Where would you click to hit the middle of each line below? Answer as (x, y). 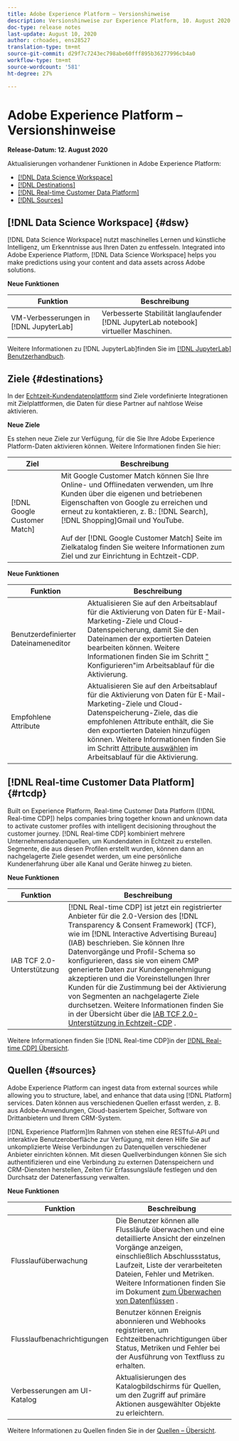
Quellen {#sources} (52, 1070)
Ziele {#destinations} (55, 379)
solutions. (22, 270)
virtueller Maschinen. (137, 331)
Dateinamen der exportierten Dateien (149, 639)
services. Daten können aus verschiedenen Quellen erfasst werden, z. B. (114, 1103)
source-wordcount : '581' (44, 67)
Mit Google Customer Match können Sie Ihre (135, 476)
